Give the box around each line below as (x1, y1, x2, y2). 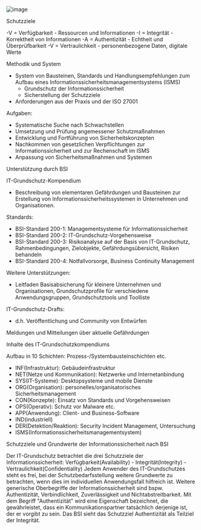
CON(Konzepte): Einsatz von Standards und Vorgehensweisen (15, 397, 171, 403)
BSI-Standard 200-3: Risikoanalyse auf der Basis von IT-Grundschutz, (15, 238, 190, 245)
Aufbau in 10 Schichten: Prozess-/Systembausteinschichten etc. (6, 352, 166, 360)
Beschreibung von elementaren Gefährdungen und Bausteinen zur (15, 189, 181, 196)
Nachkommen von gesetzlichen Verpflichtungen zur (15, 141, 145, 148)
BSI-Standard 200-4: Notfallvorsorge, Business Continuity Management (15, 258, 195, 264)
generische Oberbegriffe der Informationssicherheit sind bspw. (6, 485, 163, 491)
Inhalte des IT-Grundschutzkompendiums (6, 341, 110, 348)
